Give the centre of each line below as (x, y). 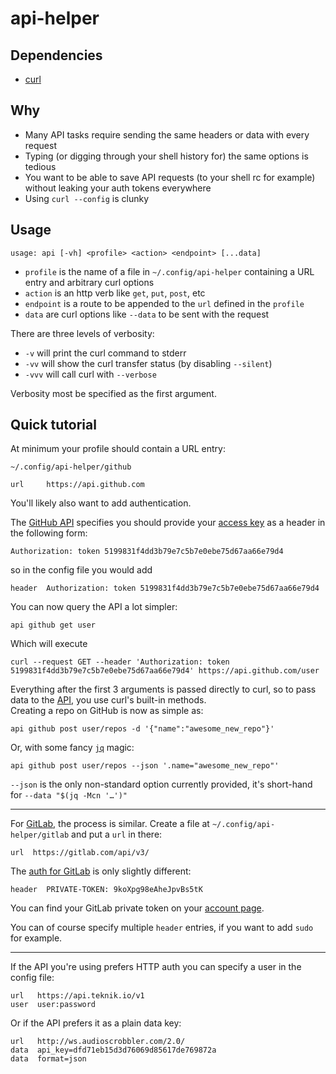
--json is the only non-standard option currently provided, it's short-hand (161, 784)
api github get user (53, 625)
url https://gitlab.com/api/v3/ (80, 853)
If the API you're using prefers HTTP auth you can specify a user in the (156, 967)
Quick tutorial (53, 425)
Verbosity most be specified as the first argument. (113, 393)
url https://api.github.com (77, 485)
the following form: (49, 533)
